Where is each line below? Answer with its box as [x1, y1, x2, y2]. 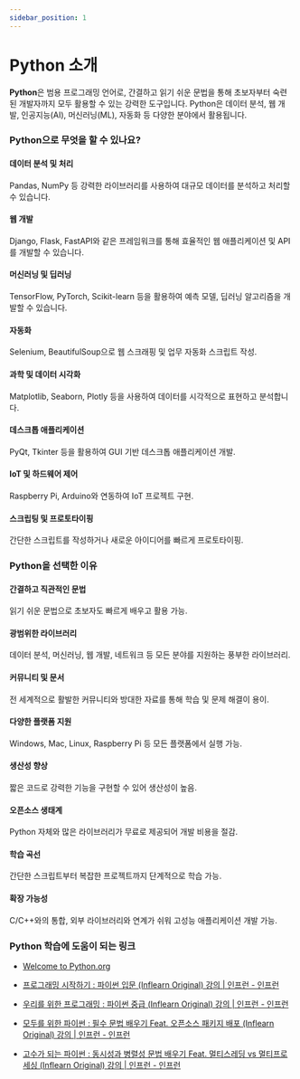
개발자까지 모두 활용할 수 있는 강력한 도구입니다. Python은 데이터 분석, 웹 [18, 98, 277, 109]
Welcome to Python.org [22, 961, 111, 971]
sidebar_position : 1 [9, 13, 88, 23]
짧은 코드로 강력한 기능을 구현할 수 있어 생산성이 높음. [9, 782, 197, 793]
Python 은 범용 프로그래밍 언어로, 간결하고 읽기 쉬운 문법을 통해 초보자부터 [9, 87, 271, 98]
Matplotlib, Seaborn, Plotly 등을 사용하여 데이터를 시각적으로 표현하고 [9, 391, 258, 402]
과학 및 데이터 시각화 [9, 368, 81, 380]
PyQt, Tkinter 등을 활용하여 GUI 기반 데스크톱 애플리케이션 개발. [9, 446, 237, 457]
